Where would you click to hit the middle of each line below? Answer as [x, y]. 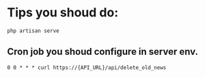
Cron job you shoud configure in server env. [103, 52]
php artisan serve [33, 31]
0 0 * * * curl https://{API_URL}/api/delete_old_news [87, 67]
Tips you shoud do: [63, 13]
